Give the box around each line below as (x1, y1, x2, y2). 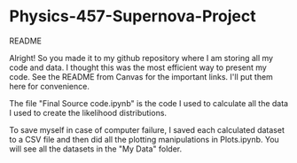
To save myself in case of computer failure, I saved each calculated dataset (9, 124, 285, 135)
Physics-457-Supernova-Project (9, 6, 256, 27)
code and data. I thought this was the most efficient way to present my (9, 62, 268, 73)
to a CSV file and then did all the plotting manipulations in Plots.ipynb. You (9, 134, 279, 144)
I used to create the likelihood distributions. (9, 107, 167, 118)
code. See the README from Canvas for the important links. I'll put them (9, 71, 273, 81)
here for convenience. (9, 81, 90, 91)
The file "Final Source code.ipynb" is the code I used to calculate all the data (9, 97, 289, 108)
